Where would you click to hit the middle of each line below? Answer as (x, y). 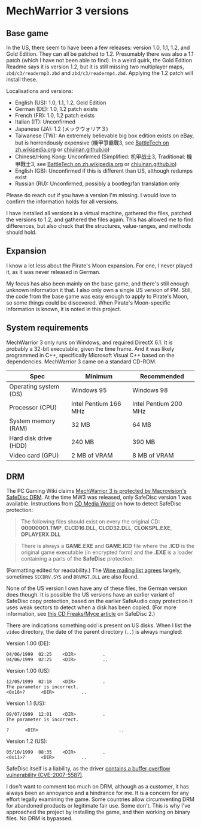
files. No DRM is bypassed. (39, 818)
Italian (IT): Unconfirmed (45, 122)
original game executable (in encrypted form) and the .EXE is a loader (107, 552)
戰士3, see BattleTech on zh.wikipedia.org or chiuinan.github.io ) (98, 164)
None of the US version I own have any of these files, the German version (97, 588)
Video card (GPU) (34, 455)
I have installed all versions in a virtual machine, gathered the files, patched (99, 213)
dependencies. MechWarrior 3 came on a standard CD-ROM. (81, 362)
